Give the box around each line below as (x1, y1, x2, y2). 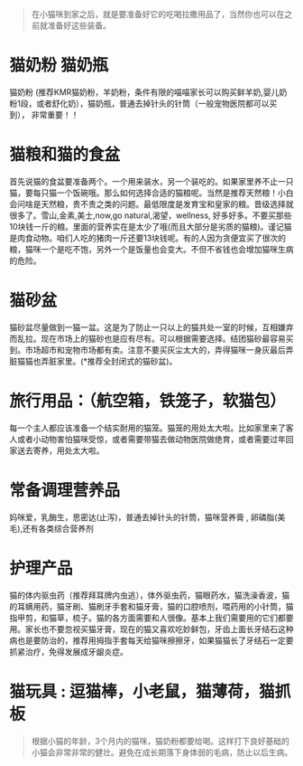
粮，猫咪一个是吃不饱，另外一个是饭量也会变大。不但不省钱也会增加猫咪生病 (9, 243, 294, 254)
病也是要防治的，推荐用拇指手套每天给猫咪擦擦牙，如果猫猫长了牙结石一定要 (9, 635, 294, 646)
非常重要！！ (31, 109, 79, 120)
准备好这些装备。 (47, 20, 111, 31)
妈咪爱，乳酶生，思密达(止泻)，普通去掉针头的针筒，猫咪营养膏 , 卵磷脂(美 (9, 511, 286, 523)
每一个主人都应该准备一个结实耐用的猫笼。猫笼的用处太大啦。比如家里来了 (9, 422, 286, 433)
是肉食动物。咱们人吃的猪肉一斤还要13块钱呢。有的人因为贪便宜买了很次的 (9, 232, 287, 243)
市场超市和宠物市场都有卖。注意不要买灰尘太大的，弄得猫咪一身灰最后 (24, 344, 286, 355)
